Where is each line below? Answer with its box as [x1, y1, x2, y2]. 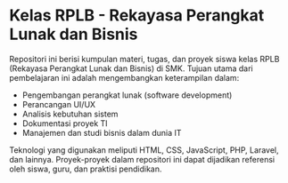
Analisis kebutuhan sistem [21, 108, 119, 119]
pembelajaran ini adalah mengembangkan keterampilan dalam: [9, 72, 240, 83]
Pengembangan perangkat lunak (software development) [21, 90, 233, 100]
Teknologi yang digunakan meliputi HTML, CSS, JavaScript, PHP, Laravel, [9, 144, 279, 155]
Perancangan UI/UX [21, 99, 96, 109]
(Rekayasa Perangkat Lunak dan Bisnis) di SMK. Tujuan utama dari [9, 63, 253, 74]
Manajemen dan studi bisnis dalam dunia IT [21, 127, 182, 138]
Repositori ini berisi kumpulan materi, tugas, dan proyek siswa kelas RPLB [9, 53, 280, 64]
